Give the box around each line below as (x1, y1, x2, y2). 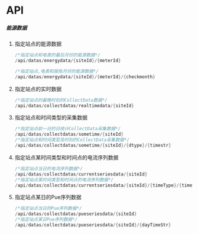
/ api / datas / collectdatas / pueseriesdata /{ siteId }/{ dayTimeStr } (14, 222, 171, 228)
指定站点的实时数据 (14, 85, 62, 92)
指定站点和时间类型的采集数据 (14, 114, 87, 121)
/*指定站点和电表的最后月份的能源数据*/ (14, 52, 100, 58)
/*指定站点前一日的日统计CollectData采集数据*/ (14, 126, 121, 132)
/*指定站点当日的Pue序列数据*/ (14, 206, 82, 211)
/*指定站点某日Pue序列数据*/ (14, 217, 78, 223)
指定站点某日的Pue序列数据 (14, 194, 82, 201)
